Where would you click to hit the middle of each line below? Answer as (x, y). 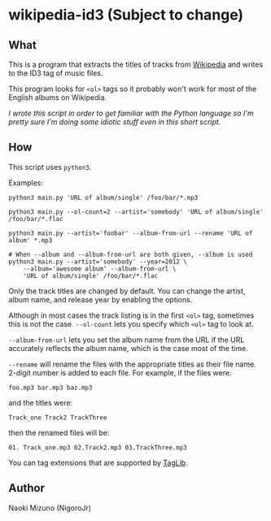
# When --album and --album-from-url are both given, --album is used (131, 254)
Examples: (26, 182)
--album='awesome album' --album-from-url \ (100, 269)
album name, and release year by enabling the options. (101, 299)
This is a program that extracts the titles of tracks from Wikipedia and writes (136, 64)
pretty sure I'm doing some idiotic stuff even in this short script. (115, 122)
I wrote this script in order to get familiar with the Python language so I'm (131, 113)
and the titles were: (41, 402)
